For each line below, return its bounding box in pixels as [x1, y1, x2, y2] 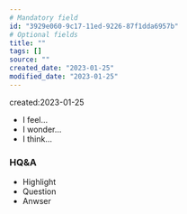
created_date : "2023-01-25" [9, 64, 115, 73]
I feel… [22, 114, 49, 125]
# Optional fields [9, 30, 78, 39]
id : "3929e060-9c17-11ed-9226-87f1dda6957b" [9, 22, 179, 31]
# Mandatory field [9, 13, 78, 23]
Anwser [22, 196, 52, 207]
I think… [22, 133, 52, 144]
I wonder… [22, 124, 62, 135]
